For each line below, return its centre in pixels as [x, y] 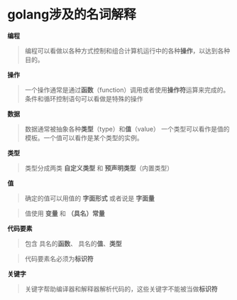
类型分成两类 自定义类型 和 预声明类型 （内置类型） [99, 168]
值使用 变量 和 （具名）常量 [65, 213]
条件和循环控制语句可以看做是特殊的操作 [84, 98]
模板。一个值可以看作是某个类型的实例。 [84, 138]
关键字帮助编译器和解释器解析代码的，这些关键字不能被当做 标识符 [121, 289]
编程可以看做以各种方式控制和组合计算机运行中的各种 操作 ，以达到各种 [127, 50]
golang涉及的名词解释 [72, 15]
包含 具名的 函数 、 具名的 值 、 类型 [73, 243]
